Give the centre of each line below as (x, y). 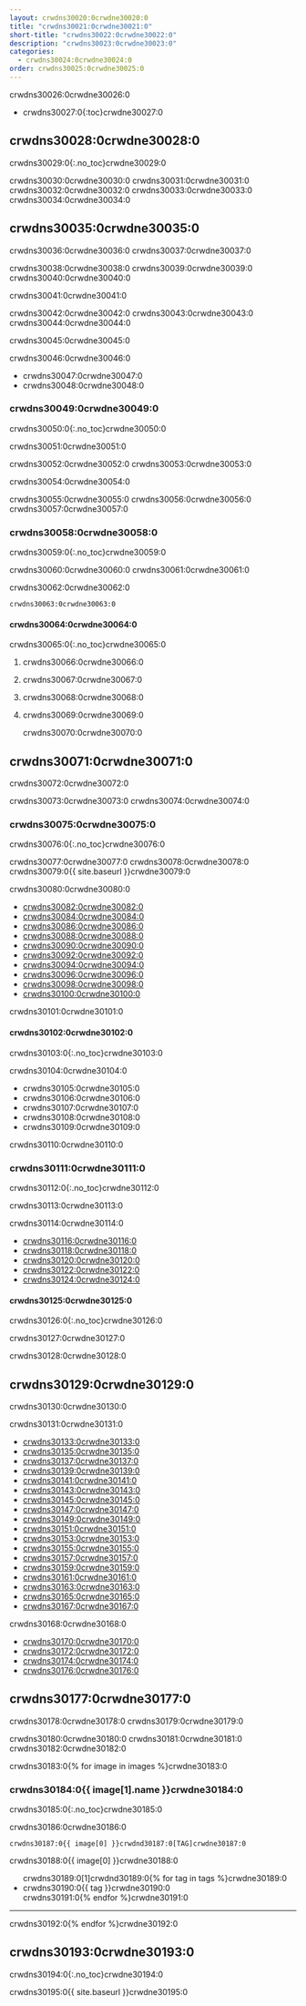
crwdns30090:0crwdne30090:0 (83, 946)
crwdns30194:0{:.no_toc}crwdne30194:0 (87, 1974)
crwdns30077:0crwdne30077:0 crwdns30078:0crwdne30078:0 (129, 862)
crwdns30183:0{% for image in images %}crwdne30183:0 (118, 1766)
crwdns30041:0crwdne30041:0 (68, 295)
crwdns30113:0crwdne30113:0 (66, 1205)
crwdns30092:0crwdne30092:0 (83, 955)
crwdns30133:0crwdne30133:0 (81, 1441)
